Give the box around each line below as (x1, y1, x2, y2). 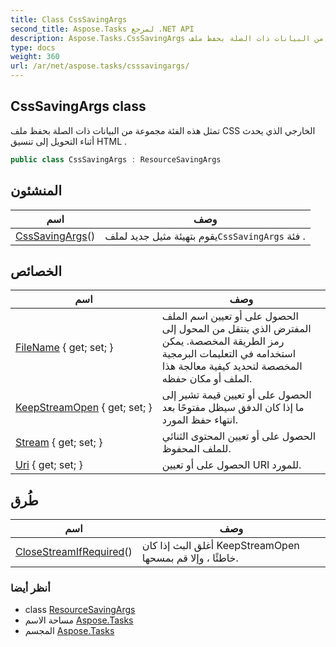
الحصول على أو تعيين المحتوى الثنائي (161, 429, 317, 443)
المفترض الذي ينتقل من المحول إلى (161, 322, 312, 336)
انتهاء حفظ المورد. (161, 413, 239, 427)
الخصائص (10, 262, 62, 280)
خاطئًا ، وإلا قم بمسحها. (141, 551, 239, 565)
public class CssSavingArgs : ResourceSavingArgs (10, 154, 222, 165)
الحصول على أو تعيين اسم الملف (161, 309, 299, 323)
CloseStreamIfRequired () (15, 545, 133, 559)
